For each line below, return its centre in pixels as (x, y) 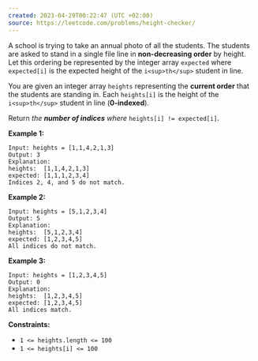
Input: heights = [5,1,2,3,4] (58, 211)
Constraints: (29, 324)
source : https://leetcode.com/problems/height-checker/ (102, 23)
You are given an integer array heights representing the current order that (129, 86)
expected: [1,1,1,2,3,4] (49, 175)
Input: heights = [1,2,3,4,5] (58, 275)
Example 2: (27, 197)
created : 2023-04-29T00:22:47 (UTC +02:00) (81, 15)
